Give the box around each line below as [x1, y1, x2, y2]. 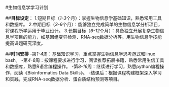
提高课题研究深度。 [5, 40, 46, 46]
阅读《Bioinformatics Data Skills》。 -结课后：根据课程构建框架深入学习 [14, 70, 162, 75]
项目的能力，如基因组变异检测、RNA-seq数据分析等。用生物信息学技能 [14, 34, 162, 40]
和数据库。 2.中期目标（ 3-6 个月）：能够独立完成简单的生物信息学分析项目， [5, 22, 163, 27]
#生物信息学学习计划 [5, 5, 48, 10]
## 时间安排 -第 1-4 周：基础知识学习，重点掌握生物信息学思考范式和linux [5, 51, 156, 57]
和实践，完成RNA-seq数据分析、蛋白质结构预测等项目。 [5, 76, 122, 82]
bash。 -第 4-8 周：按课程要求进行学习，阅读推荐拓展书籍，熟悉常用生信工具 [5, 57, 164, 63]
